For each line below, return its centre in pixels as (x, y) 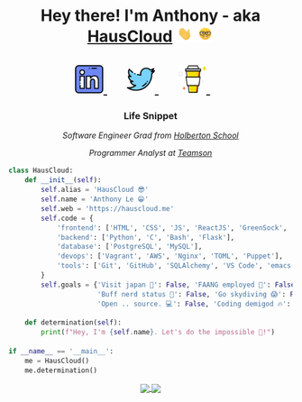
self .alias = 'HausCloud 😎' (95, 190)
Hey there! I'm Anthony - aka (151, 16)
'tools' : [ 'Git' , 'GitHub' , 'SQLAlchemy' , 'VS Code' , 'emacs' (176, 266)
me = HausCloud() (57, 361)
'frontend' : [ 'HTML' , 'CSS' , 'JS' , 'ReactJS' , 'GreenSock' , (172, 228)
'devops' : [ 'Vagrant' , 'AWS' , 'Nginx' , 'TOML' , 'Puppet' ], (169, 256)
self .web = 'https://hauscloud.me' (108, 208)
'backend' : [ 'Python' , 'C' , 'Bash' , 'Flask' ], (146, 237)
